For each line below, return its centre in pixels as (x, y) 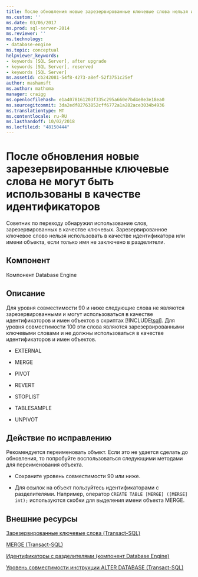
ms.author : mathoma (30, 89)
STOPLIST (27, 397)
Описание (26, 294)
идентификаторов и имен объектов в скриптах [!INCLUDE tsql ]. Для (90, 320)
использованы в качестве (74, 194)
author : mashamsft (29, 83)
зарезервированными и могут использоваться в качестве (80, 314)
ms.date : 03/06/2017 (32, 22)
